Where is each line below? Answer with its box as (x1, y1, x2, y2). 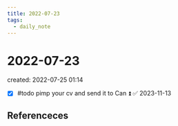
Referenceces (7, 109, 69, 121)
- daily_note (13, 23, 51, 30)
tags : (7, 17, 23, 24)
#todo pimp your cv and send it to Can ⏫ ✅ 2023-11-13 (17, 89, 171, 98)
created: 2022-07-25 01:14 (7, 75, 83, 84)
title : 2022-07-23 (7, 10, 60, 17)
